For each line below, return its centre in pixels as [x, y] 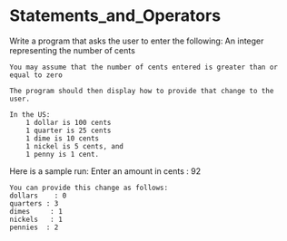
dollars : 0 [38, 196]
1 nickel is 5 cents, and [75, 146]
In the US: [30, 114]
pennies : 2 [34, 227]
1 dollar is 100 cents [69, 122]
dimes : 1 [36, 211]
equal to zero [36, 75]
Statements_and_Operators [115, 16]
